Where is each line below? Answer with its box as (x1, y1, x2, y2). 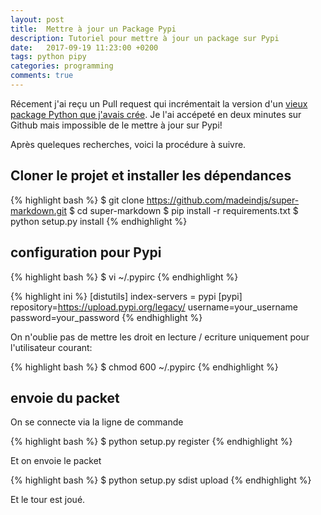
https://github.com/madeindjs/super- (146, 194, 300, 206)
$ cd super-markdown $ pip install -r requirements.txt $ (68, 204, 299, 216)
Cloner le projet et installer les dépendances (10, 167, 292, 185)
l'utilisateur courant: (10, 341, 93, 353)
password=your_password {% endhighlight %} (10, 311, 203, 323)
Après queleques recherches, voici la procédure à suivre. (10, 138, 247, 150)
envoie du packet (10, 389, 120, 406)
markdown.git (10, 204, 68, 216)
